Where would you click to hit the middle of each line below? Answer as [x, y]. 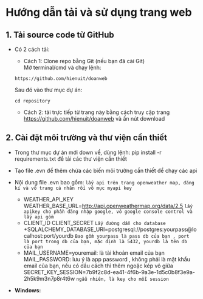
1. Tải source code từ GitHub [60, 35]
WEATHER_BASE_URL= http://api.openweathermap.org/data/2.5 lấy [108, 206]
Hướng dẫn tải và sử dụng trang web [99, 12]
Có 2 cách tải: [32, 49]
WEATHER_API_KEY [49, 199]
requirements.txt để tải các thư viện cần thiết [71, 159]
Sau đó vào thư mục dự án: [48, 90]
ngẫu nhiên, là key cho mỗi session [123, 279]
